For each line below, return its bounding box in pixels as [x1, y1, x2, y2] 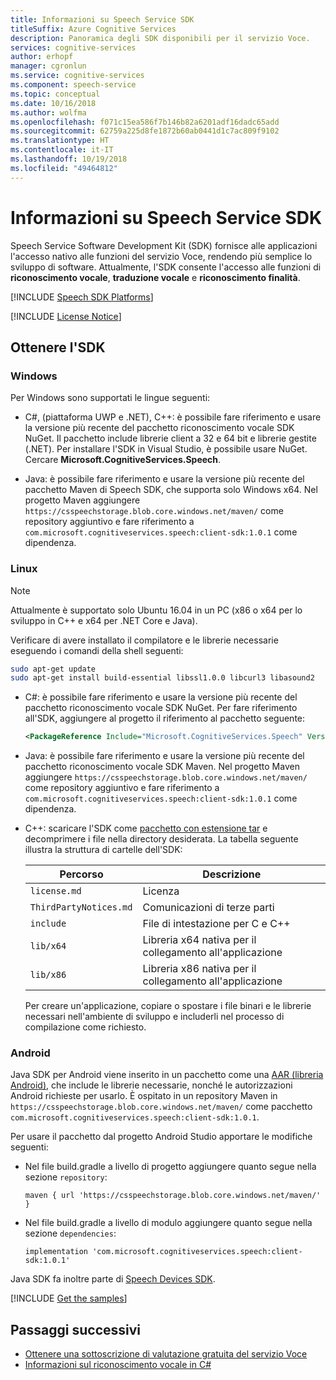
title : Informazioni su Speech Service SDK [10, 14, 195, 25]
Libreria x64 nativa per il [142, 933, 257, 947]
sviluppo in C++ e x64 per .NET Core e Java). [10, 614, 198, 626]
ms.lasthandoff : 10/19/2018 [10, 154, 128, 164]
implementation [24, 1247, 89, 1257]
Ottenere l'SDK [10, 339, 106, 356]
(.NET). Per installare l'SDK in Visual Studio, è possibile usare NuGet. [24, 443, 308, 455]
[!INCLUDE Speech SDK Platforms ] [10, 291, 154, 303]
